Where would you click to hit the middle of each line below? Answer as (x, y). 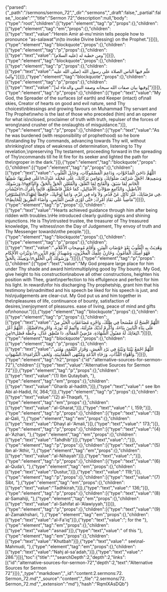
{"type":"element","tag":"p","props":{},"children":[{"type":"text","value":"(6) (83, 461)
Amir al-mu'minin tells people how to (106, 34)
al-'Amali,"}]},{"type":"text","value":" (104, 424)
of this (130, 530)
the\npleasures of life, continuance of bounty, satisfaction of (67, 301)
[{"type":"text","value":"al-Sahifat (39, 504)
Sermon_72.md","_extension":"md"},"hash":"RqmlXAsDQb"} (67, 584)
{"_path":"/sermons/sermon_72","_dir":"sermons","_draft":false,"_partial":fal (83, 13)
